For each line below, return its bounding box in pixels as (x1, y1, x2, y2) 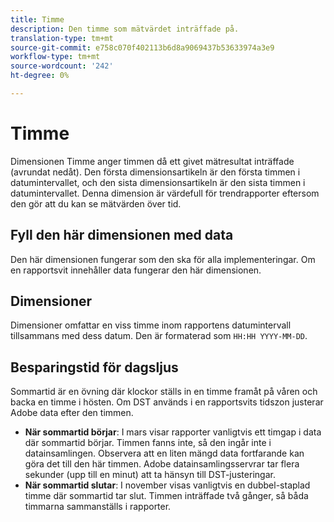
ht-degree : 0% (10, 71, 70, 81)
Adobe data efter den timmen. (10, 407, 134, 419)
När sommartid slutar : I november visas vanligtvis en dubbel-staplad (24, 479, 311, 491)
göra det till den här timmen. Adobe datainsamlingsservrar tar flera (24, 458, 300, 470)
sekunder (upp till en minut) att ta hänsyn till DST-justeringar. (24, 469, 276, 481)
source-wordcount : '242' (10, 61, 114, 71)
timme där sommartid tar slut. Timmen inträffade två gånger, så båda (24, 490, 309, 502)
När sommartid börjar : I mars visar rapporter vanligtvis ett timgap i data (24, 426, 322, 438)
